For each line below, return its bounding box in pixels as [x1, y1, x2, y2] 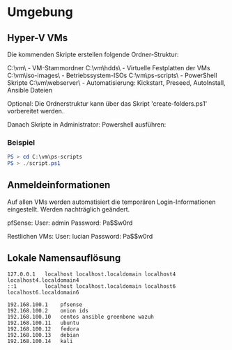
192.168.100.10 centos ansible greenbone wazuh [7, 313, 155, 320]
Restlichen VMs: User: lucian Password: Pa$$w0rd [7, 232, 153, 240]
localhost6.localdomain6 [7, 289, 79, 296]
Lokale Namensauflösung [7, 252, 121, 264]
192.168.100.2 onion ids [7, 307, 89, 314]
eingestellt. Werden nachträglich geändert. [7, 205, 130, 213]
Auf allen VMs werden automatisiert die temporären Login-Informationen [7, 198, 216, 206]
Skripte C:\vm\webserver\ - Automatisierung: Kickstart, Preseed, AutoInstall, [7, 79, 226, 87]
